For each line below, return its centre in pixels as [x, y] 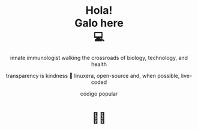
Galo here [99, 23]
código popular [99, 93]
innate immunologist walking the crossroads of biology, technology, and [99, 58]
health [99, 64]
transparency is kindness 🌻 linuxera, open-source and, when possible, [93, 75]
